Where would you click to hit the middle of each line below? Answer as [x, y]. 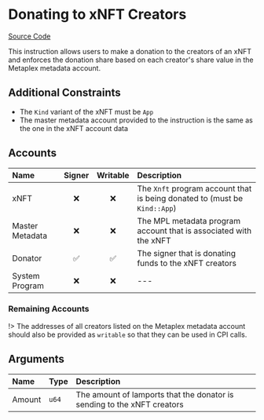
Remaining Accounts [49, 309]
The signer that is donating [187, 253]
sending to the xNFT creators [130, 404]
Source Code [29, 36]
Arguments [37, 359]
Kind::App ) [157, 208]
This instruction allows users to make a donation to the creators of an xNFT [130, 51]
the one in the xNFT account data [73, 128]
